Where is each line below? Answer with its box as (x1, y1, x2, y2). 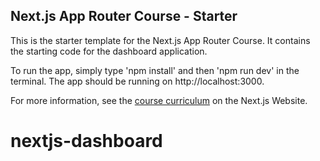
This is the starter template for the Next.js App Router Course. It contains (10, 34, 311, 46)
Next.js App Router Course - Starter (10, 8, 238, 25)
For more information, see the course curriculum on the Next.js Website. (10, 94, 308, 106)
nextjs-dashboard (10, 130, 163, 152)
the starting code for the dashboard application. (10, 45, 208, 57)
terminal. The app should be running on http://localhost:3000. (10, 75, 265, 87)
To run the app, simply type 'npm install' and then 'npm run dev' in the (10, 64, 300, 76)
